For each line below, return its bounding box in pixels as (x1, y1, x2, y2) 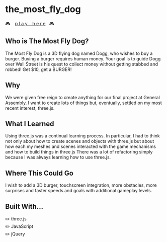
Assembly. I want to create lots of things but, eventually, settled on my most (5, 100, 162, 106)
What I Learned (5, 119, 54, 128)
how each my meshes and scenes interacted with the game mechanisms (5, 143, 156, 149)
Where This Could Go (5, 169, 74, 177)
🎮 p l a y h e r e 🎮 (5, 20, 54, 26)
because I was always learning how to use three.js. (5, 154, 111, 160)
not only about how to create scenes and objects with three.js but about (5, 138, 154, 144)
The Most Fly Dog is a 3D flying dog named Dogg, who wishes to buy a (5, 50, 153, 56)
